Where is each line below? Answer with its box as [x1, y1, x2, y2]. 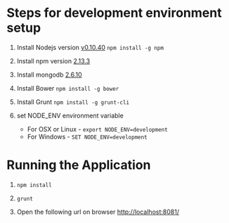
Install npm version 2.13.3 [16, 56, 91, 65]
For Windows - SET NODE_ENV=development [27, 132, 148, 141]
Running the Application [6, 157, 151, 173]
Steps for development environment [6, 5, 222, 21]
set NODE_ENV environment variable [16, 111, 124, 120]
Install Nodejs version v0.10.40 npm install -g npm [16, 43, 164, 51]
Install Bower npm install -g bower [16, 84, 119, 92]
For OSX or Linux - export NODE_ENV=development [27, 125, 168, 133]
